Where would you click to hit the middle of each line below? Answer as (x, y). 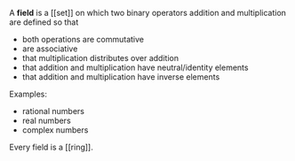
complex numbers (55, 130)
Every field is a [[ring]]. (51, 147)
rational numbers (53, 111)
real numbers (46, 120)
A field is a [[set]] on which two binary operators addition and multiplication (148, 13)
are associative (50, 49)
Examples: (28, 94)
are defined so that (44, 22)
